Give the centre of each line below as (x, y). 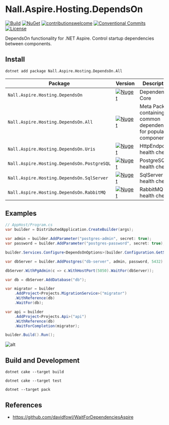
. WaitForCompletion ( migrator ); (47, 326)
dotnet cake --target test (33, 381)
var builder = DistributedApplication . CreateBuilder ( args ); (70, 230)
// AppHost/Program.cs (29, 225)
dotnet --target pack (28, 390)
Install (15, 60)
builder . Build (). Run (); (30, 335)
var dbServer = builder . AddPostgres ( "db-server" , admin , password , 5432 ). (85, 262)
